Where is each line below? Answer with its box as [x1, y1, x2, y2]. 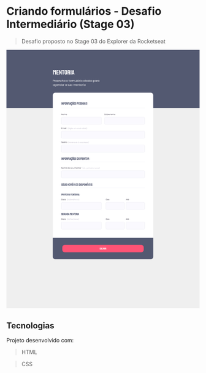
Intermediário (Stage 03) [6, 17, 135, 31]
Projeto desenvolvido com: [6, 337, 74, 344]
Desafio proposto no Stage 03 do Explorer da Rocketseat [21, 37, 166, 45]
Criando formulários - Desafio [6, 4, 162, 18]
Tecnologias [6, 320, 55, 331]
